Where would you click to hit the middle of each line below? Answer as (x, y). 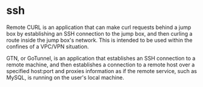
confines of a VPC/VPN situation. (48, 47)
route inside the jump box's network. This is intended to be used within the (99, 40)
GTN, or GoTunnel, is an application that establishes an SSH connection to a (101, 58)
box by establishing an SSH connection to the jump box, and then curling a (99, 33)
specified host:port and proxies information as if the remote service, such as (101, 71)
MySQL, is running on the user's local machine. (65, 77)
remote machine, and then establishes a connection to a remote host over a (101, 65)
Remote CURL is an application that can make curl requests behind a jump (99, 27)
